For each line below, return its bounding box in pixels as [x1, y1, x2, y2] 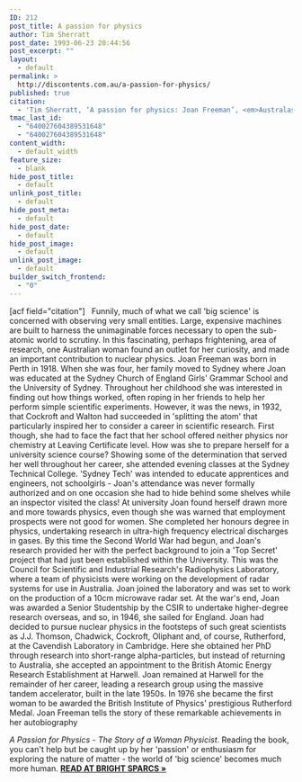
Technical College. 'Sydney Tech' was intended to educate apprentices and [9, 468, 289, 479]
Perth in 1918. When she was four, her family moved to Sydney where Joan [9, 363, 286, 373]
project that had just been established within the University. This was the [9, 554, 279, 565]
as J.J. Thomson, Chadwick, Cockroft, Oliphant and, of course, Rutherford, [9, 631, 286, 642]
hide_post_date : [9, 222, 70, 231]
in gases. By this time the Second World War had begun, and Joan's [9, 535, 262, 545]
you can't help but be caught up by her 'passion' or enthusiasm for [9, 743, 257, 754]
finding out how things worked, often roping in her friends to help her [9, 391, 265, 402]
